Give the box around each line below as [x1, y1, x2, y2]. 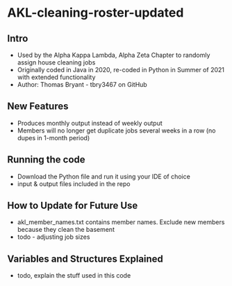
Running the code [7, 154, 85, 166]
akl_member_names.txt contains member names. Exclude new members [17, 218, 225, 226]
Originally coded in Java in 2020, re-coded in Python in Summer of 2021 [17, 66, 224, 74]
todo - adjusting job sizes [17, 233, 90, 241]
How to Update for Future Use [7, 200, 138, 212]
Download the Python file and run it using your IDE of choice [17, 172, 191, 180]
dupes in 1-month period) [17, 133, 90, 142]
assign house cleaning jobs [17, 58, 96, 67]
